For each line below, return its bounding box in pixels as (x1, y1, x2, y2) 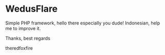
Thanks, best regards (5, 35, 50, 41)
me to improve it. (5, 25, 41, 31)
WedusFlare (5, 3, 58, 15)
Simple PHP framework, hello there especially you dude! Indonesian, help (5, 20, 160, 26)
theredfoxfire (5, 45, 33, 51)
